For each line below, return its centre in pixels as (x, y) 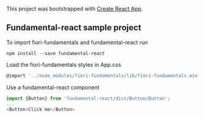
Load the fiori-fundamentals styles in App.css (64, 64)
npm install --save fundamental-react (56, 53)
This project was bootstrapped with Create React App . (75, 9)
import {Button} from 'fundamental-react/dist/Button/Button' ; (88, 98)
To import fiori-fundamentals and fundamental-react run (77, 42)
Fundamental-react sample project (74, 28)
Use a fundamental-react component (53, 87)
